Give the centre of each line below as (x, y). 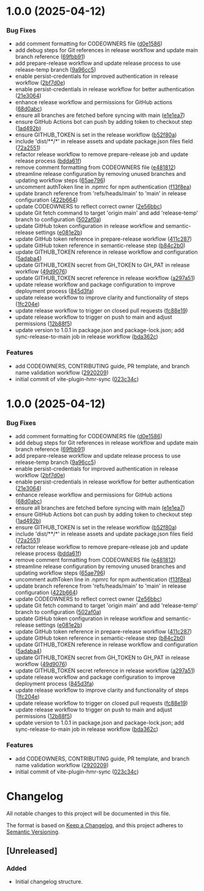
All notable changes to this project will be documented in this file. (89, 813)
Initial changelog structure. (49, 882)
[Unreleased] (32, 851)
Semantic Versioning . (33, 832)
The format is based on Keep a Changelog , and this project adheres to (95, 825)
